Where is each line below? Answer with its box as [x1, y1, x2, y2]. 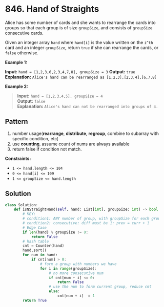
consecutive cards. [5, 30, 44, 36]
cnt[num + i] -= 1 [57, 293, 95, 299]
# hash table [22, 239, 49, 244]
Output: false [17, 98, 45, 104]
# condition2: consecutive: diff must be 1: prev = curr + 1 [22, 221, 150, 226]
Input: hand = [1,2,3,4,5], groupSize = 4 [17, 93, 103, 99]
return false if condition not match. [12, 146, 82, 152]
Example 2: [5, 83, 28, 89]
